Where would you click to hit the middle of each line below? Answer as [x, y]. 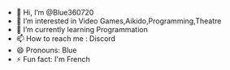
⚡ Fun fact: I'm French [53, 59]
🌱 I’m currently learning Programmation [82, 29]
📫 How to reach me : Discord [66, 39]
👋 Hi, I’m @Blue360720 [55, 12]
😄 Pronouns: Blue [46, 50]
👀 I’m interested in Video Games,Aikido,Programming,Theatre [119, 21]
